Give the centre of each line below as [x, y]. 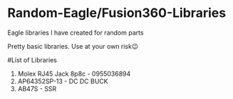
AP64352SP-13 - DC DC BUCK [63, 81]
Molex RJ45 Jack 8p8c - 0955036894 [74, 74]
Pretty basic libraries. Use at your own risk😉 [73, 46]
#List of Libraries [32, 60]
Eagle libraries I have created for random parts [76, 33]
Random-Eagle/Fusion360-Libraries [117, 13]
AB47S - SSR [37, 88]
